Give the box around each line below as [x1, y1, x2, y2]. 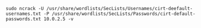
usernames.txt [5, 11, 42, 17]
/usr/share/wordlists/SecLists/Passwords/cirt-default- [51, 11, 196, 17]
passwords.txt [5, 16, 42, 22]
